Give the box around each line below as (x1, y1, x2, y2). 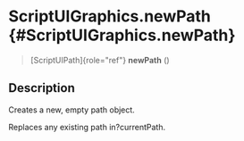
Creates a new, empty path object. (8, 104, 135, 115)
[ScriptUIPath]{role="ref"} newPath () (29, 54, 171, 65)
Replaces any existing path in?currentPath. (8, 121, 166, 132)
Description (8, 80, 75, 95)
